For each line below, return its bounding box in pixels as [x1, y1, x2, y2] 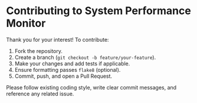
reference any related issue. [6, 90, 74, 97]
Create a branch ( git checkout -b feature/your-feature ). [14, 54, 156, 61]
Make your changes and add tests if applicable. [14, 60, 130, 67]
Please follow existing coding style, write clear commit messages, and [6, 84, 177, 91]
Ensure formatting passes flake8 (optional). [14, 66, 121, 73]
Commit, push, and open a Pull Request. [14, 72, 113, 79]
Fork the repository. [14, 47, 63, 54]
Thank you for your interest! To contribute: [6, 36, 109, 43]
